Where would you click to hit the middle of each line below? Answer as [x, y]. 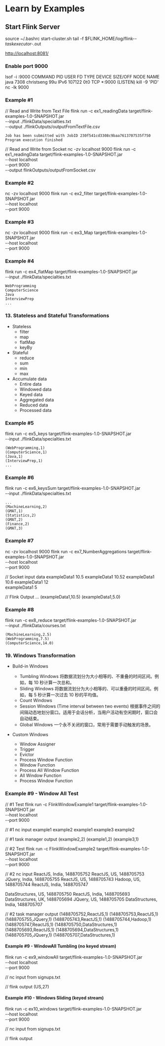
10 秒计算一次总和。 [54, 682]
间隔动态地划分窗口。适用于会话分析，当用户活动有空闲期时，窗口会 [89, 712]
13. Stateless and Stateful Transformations [57, 316]
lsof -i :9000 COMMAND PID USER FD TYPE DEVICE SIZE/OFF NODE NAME [82, 77]
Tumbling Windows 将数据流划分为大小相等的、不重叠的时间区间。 [87, 676]
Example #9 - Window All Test [42, 794]
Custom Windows [30, 735]
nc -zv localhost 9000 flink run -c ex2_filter [49, 193]
